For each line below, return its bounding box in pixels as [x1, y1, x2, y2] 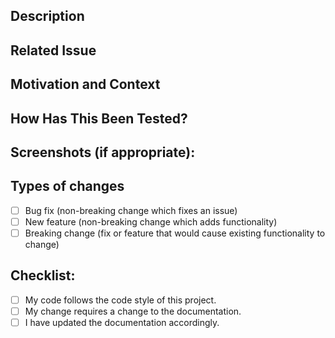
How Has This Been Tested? [10, 110, 188, 127]
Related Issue [10, 42, 97, 59]
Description [10, 8, 85, 25]
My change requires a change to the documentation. [24, 305, 242, 317]
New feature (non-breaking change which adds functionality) [24, 215, 278, 228]
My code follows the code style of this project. [24, 294, 217, 306]
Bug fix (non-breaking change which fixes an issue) [24, 204, 238, 216]
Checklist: [10, 267, 76, 284]
